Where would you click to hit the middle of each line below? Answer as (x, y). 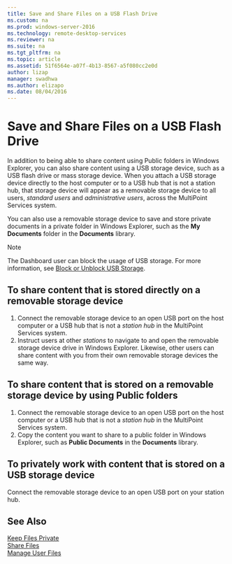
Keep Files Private (33, 538)
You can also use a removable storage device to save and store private (109, 219)
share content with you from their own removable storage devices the (118, 355)
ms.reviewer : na (31, 40)
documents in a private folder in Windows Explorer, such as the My (104, 226)
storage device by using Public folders (93, 396)
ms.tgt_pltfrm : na (34, 53)
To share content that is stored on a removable (111, 385)
